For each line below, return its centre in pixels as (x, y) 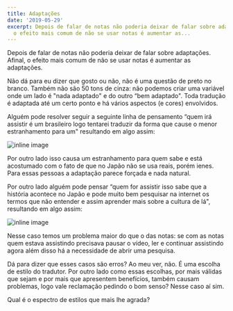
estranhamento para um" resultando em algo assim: (81, 131)
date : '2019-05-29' (35, 20)
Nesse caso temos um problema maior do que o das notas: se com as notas (116, 236)
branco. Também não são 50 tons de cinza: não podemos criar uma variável (116, 88)
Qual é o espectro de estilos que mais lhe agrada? (79, 300)
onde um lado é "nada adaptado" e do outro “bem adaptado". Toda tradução (116, 96)
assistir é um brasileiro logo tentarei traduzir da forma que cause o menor (112, 124)
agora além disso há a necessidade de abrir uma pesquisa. (91, 250)
